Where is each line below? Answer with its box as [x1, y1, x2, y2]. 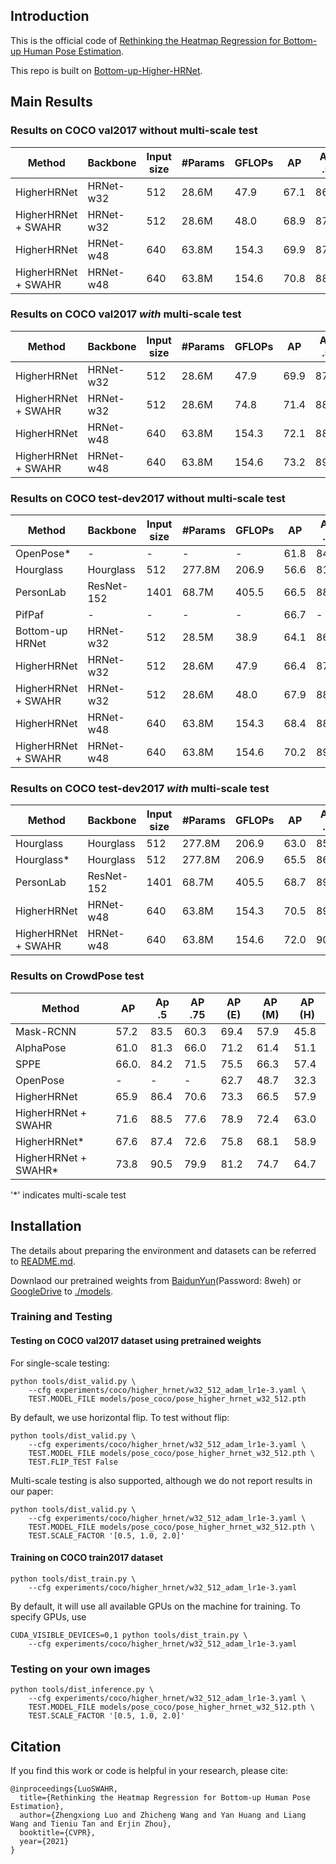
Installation [10, 1218, 82, 1235]
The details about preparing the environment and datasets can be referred [10, 1244, 317, 1256]
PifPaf [15, 608, 45, 622]
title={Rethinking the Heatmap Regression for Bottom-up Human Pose [19, 1792, 311, 1803]
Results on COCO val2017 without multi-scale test [10, 124, 258, 138]
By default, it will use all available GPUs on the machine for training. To [10, 1600, 301, 1612]
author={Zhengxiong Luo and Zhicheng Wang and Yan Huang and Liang [19, 1810, 307, 1820]
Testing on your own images [10, 1662, 151, 1676]
